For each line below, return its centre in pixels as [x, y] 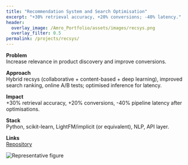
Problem [17, 55]
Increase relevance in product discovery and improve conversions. [86, 61]
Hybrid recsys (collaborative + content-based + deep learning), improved [94, 79]
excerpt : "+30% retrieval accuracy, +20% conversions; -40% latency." [94, 17]
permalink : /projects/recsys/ [43, 39]
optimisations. [23, 109]
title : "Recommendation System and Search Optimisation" [77, 11]
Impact [15, 97]
